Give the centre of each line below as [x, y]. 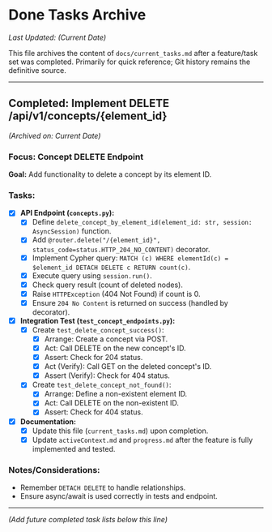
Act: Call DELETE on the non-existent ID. [112, 403]
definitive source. [37, 70]
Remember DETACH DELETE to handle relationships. [103, 487]
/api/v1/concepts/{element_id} [88, 116]
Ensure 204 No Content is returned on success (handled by [130, 302]
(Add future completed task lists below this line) [88, 520]
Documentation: [48, 421]
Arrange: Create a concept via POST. [106, 339]
